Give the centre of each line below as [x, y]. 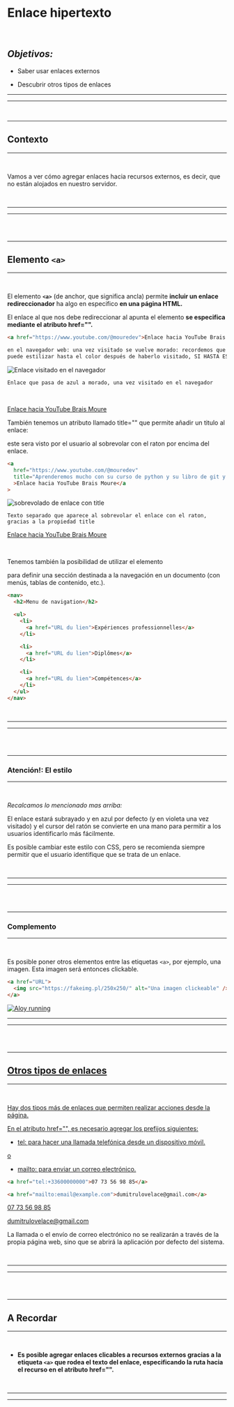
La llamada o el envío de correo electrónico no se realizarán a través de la [113, 1235]
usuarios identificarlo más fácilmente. [61, 833]
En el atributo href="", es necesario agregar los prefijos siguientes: [103, 1128]
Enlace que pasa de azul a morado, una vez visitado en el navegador [110, 383]
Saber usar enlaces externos [58, 70]
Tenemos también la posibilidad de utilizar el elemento [85, 562]
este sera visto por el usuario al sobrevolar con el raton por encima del [109, 443]
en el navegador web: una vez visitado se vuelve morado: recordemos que [117, 350]
